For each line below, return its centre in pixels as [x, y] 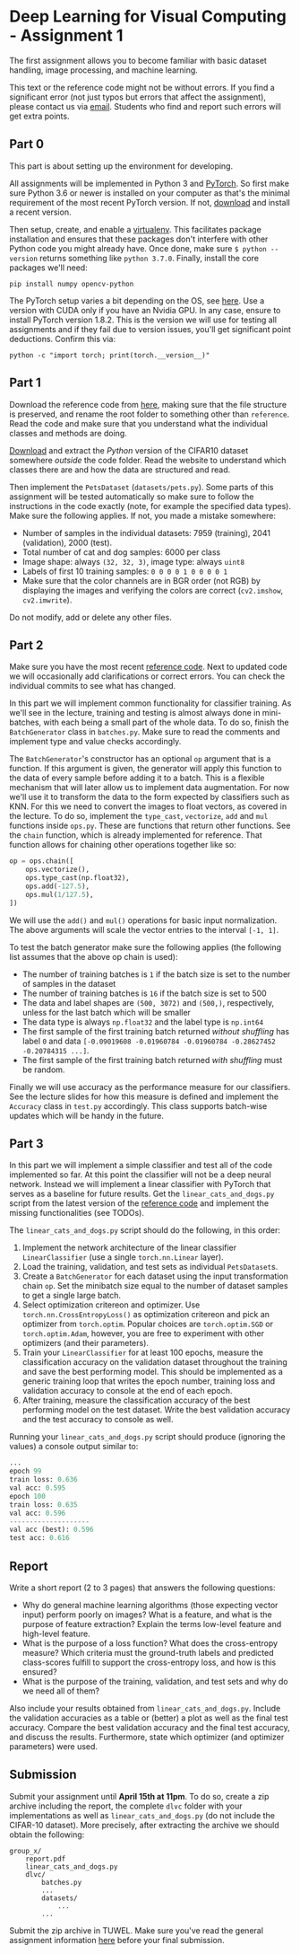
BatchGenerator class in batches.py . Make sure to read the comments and [145, 732]
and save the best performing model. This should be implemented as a [153, 1372]
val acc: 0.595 [38, 1488]
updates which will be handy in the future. [86, 1115]
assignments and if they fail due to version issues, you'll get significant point [150, 329]
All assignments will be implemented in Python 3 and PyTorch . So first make [149, 183]
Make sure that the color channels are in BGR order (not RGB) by [141, 580]
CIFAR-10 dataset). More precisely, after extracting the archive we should [144, 1825]
